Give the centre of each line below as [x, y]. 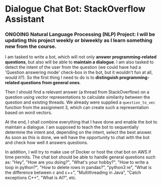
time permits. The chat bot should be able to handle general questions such [80, 157]
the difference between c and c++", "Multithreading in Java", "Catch [73, 172]
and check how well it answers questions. [47, 143]
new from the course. [31, 46]
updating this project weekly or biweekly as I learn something [79, 41]
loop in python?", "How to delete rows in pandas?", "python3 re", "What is [78, 168]
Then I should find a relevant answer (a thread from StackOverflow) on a [77, 92]
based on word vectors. [29, 113]
